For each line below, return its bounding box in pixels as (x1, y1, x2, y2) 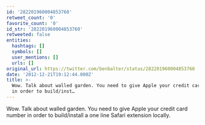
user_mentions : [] (12, 54, 59, 60)
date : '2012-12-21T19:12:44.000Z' (6, 71, 95, 77)
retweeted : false (6, 32, 51, 38)
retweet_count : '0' (6, 15, 56, 21)
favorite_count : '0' (6, 20, 59, 26)
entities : (6, 37, 32, 43)
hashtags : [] (12, 43, 45, 49)
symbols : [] (12, 49, 43, 55)
